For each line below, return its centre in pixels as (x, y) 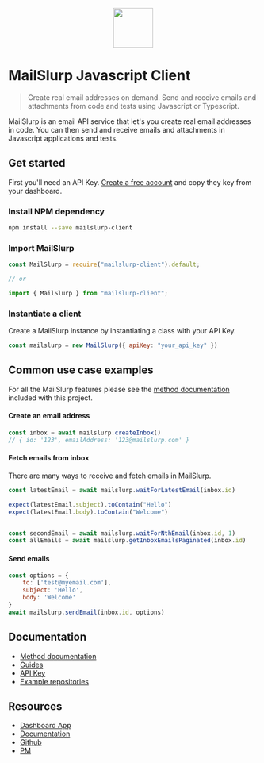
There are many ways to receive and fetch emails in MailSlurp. (110, 476)
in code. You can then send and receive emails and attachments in (117, 129)
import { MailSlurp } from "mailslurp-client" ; (88, 293)
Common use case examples (81, 370)
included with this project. (50, 398)
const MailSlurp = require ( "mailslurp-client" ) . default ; (104, 265)
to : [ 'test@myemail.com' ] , (67, 583)
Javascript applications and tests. (63, 138)
